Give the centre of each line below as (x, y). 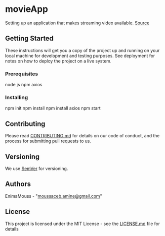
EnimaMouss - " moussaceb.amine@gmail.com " (54, 196)
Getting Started (29, 38)
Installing (17, 97)
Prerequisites (21, 74)
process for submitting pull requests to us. (48, 141)
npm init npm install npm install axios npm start (53, 108)
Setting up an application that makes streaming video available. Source (77, 23)
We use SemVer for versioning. (37, 168)
